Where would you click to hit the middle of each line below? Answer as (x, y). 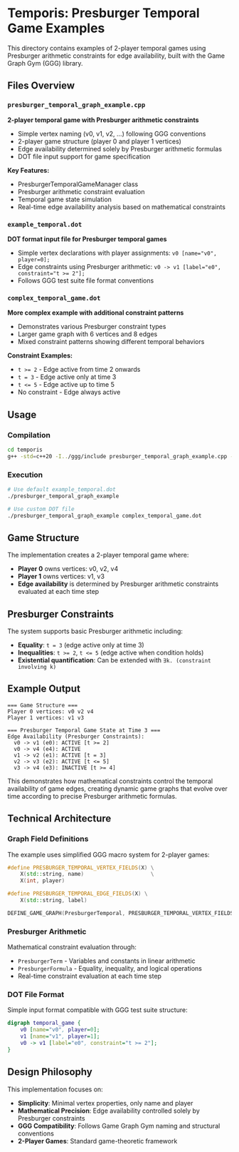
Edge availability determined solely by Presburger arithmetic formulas (120, 148)
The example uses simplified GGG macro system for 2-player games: (108, 854)
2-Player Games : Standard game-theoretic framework (97, 1141)
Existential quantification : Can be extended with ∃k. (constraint (114, 660)
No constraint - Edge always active (69, 392)
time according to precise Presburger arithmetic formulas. (92, 796)
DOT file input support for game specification (84, 156)
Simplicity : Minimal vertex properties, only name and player (105, 1103)
